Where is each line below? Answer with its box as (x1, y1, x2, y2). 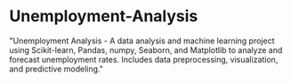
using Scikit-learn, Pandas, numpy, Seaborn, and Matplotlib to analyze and (9, 44, 283, 55)
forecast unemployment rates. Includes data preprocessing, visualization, (9, 54, 279, 64)
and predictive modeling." (9, 64, 104, 74)
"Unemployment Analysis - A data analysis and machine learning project (9, 35, 275, 46)
